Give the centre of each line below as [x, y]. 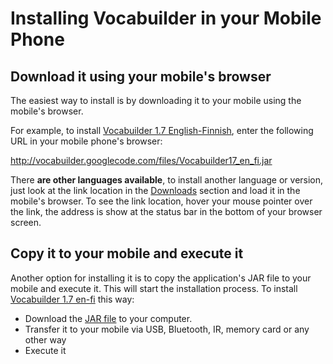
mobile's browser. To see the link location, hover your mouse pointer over [161, 201]
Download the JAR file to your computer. [108, 318]
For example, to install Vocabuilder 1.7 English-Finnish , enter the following [162, 130]
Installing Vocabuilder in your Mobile [166, 18]
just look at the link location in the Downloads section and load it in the [155, 190]
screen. [26, 222]
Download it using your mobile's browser [141, 76]
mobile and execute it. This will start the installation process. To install [154, 288]
